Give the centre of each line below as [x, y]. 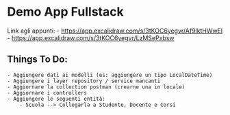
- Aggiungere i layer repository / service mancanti [84, 81]
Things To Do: [38, 60]
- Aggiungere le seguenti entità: [56, 99]
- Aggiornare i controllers [47, 93]
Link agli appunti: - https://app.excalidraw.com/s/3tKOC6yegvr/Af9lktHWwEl [115, 31]
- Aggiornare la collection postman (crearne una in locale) [96, 87]
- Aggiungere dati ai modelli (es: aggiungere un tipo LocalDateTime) [110, 75]
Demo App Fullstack [66, 12]
